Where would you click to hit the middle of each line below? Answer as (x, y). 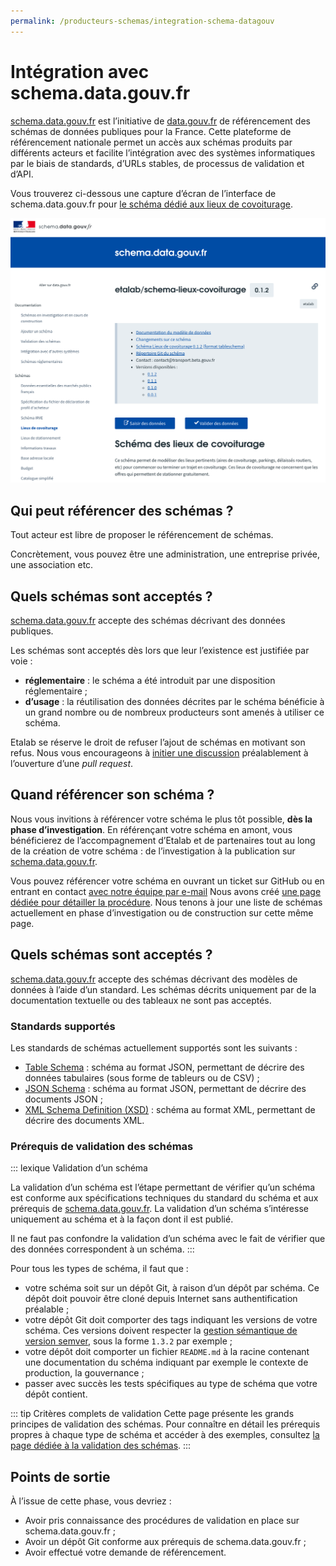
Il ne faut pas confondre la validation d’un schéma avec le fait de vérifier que (168, 1239)
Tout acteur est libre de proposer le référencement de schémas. (142, 535)
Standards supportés (63, 1026)
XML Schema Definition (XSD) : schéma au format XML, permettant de (170, 1109)
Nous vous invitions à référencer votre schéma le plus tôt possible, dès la (161, 819)
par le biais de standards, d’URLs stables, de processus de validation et (157, 163)
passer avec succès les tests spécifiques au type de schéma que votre (171, 1384)
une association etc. (52, 565)
